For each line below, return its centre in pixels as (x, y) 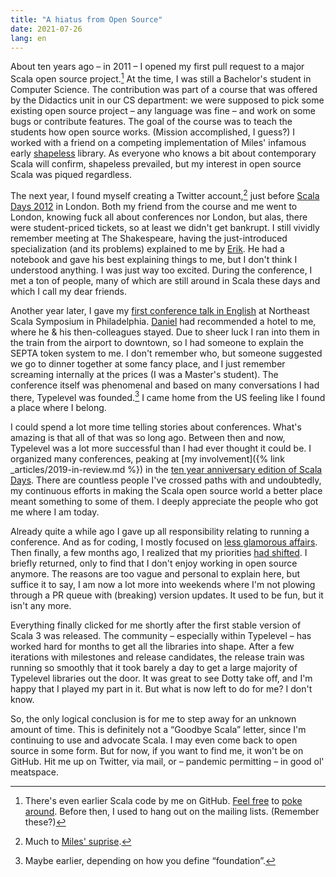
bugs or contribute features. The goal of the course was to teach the (151, 122)
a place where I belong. (58, 408)
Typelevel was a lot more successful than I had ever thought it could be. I (161, 448)
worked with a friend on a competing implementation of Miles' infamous (158, 143)
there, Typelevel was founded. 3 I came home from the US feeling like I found (168, 396)
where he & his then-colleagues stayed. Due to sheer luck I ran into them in (165, 332)
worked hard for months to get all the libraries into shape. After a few (152, 647)
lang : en (28, 38)
